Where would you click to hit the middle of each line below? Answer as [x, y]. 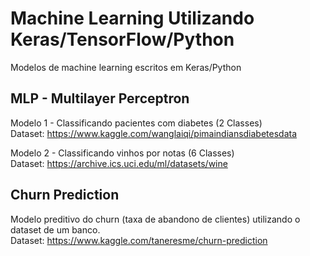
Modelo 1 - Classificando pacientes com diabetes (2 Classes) [136, 123]
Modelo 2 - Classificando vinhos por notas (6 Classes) [122, 153]
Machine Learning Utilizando [132, 18]
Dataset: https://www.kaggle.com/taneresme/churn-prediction [139, 240]
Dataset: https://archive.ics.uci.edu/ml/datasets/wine [119, 163]
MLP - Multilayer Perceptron [100, 98]
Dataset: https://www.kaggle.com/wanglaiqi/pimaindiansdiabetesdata [154, 133]
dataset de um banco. [55, 229]
